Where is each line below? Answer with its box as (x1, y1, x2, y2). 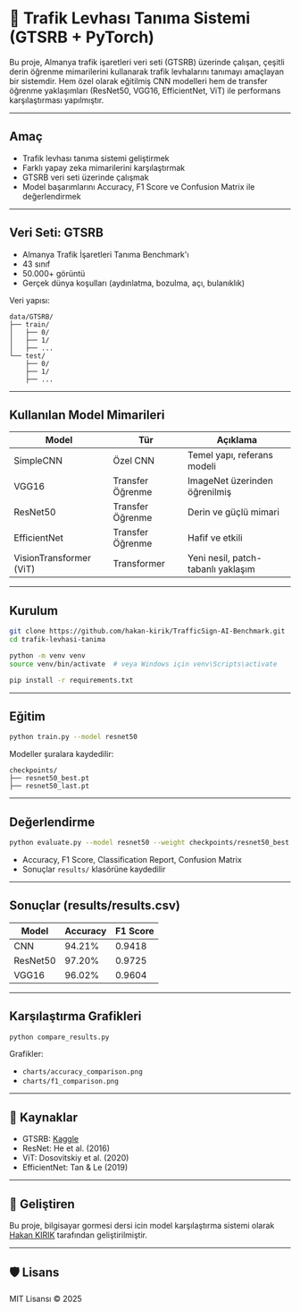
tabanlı (187, 563, 216, 575)
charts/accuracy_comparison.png (21, 1068, 143, 1077)
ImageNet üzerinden (187, 474, 274, 487)
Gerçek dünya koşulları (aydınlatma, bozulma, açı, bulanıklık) (21, 277, 246, 288)
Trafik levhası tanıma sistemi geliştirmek (21, 152, 170, 164)
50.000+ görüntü (21, 268, 86, 278)
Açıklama (216, 434, 257, 447)
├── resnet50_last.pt (9, 782, 90, 791)
